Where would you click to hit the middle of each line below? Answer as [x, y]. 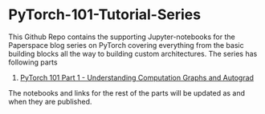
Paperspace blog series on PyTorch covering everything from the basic [126, 45]
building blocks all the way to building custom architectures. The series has [133, 53]
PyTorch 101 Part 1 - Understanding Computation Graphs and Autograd [137, 77]
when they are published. [50, 101]
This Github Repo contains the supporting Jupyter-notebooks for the [122, 37]
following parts [33, 62]
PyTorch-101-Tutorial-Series [105, 15]
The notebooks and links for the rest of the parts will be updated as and [127, 92]
